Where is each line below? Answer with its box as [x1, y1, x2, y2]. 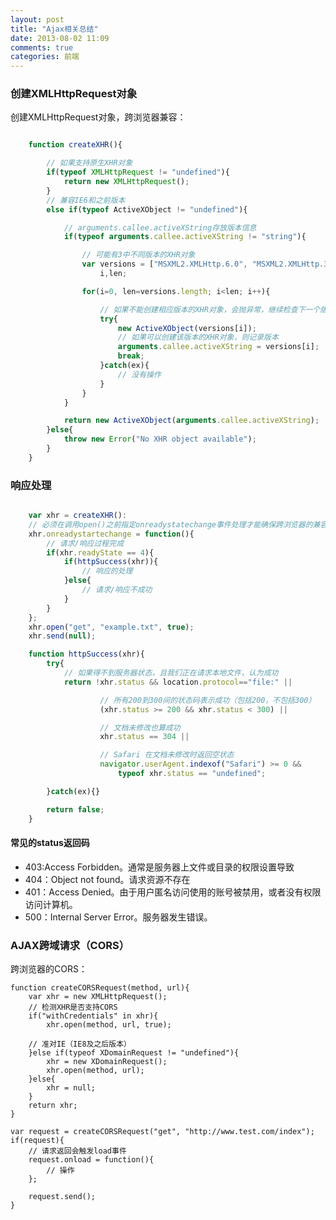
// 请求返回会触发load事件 [28, 1146, 127, 1156]
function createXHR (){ [28, 140, 123, 150]
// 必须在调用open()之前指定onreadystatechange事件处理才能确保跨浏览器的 [28, 519, 313, 530]
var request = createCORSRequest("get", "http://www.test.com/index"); [10, 1127, 315, 1137]
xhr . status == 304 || [99, 732, 190, 742]
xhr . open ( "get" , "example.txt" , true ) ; [28, 622, 195, 632]
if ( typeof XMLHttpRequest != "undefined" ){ [46, 167, 230, 178]
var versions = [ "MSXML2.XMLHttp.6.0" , [81, 259, 248, 270]
